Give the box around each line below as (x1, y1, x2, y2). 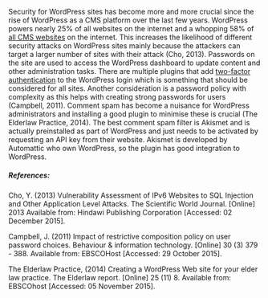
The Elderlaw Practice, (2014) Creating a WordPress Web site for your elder (8, 264, 258, 274)
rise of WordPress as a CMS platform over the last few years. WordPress (8, 15, 249, 25)
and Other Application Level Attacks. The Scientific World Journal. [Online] (8, 198, 255, 208)
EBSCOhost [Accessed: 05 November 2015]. (8, 281, 156, 291)
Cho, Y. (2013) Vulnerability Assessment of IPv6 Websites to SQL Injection (8, 190, 254, 200)
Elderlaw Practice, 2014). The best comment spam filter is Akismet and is (8, 118, 250, 127)
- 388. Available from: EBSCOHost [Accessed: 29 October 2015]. (8, 248, 222, 258)
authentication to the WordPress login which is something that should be (8, 76, 249, 84)
